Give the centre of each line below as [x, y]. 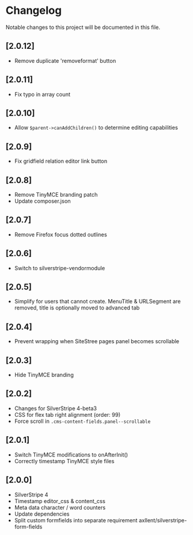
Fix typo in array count [42, 94]
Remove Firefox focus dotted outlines [61, 234]
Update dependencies [42, 514]
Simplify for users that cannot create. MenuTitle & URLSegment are [97, 302]
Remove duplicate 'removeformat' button [65, 60]
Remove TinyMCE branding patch [56, 195]
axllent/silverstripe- [163, 520]
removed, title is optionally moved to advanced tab [77, 308]
